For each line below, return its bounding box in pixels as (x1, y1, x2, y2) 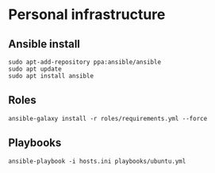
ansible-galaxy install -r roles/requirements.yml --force (8, 114, 208, 122)
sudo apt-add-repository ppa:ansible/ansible (8, 58, 161, 66)
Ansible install (8, 37, 81, 51)
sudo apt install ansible (8, 72, 94, 80)
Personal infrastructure (8, 6, 166, 24)
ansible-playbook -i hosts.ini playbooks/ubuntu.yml (8, 157, 186, 165)
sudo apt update (8, 65, 62, 73)
